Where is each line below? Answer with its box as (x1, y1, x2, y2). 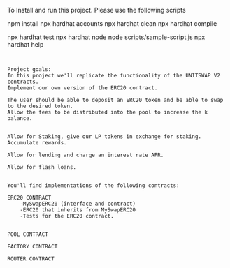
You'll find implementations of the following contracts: (7, 182, 180, 189)
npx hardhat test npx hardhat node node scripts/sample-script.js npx (7, 33, 206, 41)
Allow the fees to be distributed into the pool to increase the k (7, 109, 208, 116)
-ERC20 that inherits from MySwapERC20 (20, 207, 136, 214)
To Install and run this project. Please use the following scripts (7, 6, 187, 14)
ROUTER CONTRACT (7, 255, 55, 262)
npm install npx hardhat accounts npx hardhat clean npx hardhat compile (7, 20, 217, 27)
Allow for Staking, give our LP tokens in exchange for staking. (7, 133, 201, 140)
